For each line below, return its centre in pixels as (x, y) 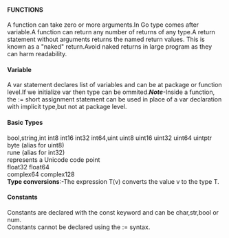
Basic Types (25, 122)
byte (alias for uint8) (36, 145)
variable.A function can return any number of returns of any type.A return (111, 32)
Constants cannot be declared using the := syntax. (79, 227)
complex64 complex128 (41, 174)
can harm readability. (37, 54)
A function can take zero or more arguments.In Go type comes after (103, 25)
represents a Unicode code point (54, 159)
